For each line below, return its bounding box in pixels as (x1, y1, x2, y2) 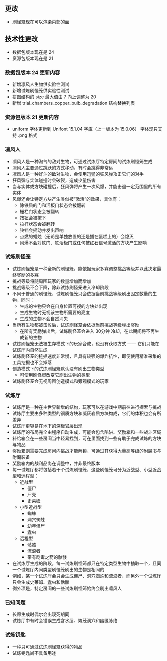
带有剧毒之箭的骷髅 (27, 554, 67, 560)
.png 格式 (18, 132, 38, 138)
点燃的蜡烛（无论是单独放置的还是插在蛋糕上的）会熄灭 (19, 233, 134, 239)
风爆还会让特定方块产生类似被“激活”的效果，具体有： (12, 196, 122, 202)
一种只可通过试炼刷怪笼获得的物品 (12, 644, 83, 650)
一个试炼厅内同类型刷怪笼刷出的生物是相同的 (12, 567, 105, 573)
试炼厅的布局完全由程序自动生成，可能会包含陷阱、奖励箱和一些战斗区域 (12, 429, 161, 435)
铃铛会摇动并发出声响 (19, 227, 64, 233)
